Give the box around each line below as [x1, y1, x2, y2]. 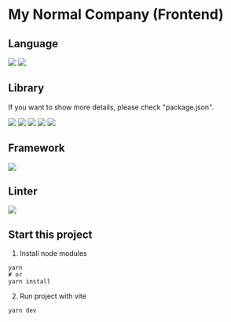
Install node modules [19, 249, 88, 258]
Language [8, 37, 59, 50]
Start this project [8, 228, 93, 241]
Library [8, 81, 45, 95]
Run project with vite [19, 291, 86, 301]
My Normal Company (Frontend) [8, 6, 224, 24]
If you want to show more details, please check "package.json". [8, 102, 214, 112]
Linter [8, 185, 38, 198]
